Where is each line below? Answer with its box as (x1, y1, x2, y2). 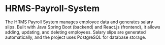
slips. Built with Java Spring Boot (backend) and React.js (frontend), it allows (5, 24, 161, 30)
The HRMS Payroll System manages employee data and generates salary (5, 19, 154, 25)
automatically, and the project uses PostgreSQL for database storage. (5, 34, 146, 40)
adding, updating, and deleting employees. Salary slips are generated (5, 29, 146, 35)
